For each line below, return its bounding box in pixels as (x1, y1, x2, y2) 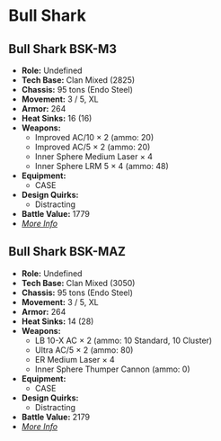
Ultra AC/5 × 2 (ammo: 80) (34, 344, 134, 355)
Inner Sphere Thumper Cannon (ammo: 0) (34, 364, 190, 374)
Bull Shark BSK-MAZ (8, 244, 127, 259)
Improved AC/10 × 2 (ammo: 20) (34, 132, 155, 142)
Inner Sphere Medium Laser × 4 (34, 151, 154, 162)
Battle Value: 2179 (21, 411, 91, 422)
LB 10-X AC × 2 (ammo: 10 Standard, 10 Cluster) (34, 335, 213, 346)
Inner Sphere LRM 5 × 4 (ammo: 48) (34, 161, 170, 171)
